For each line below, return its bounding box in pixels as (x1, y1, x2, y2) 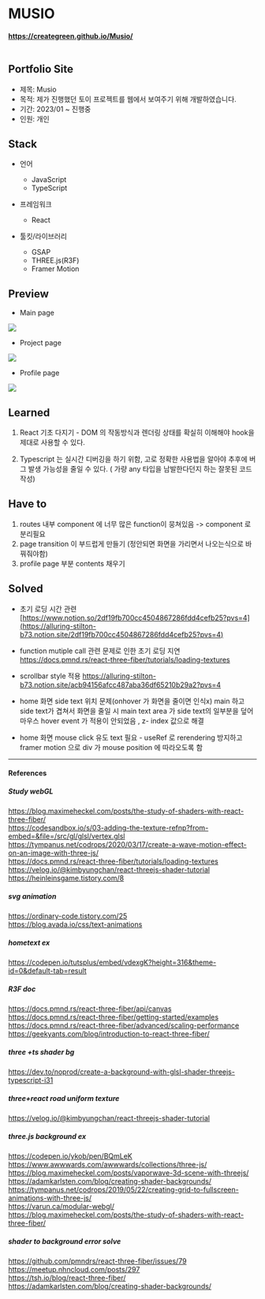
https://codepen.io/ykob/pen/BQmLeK (8, 1152, 132, 1161)
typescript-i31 (8, 1076, 54, 1085)
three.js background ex (8, 1131, 87, 1140)
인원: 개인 (19, 114, 50, 123)
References (8, 768, 47, 778)
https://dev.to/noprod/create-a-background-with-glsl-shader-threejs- (8, 1067, 235, 1077)
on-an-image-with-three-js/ (8, 849, 99, 858)
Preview (8, 287, 50, 300)
